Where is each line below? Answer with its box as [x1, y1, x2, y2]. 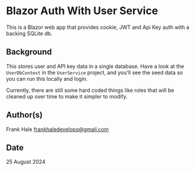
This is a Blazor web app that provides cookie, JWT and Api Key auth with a [6, 24, 190, 31]
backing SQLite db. [6, 29, 53, 37]
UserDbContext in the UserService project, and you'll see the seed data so [6, 69, 183, 76]
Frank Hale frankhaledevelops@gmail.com [6, 126, 109, 133]
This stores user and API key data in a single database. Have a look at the [6, 63, 184, 70]
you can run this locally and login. [6, 75, 88, 82]
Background [6, 47, 52, 57]
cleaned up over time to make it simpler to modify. [6, 93, 128, 100]
